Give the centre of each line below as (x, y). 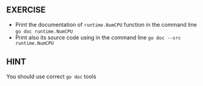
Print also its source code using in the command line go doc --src (98, 37)
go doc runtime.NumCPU (44, 31)
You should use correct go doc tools (51, 76)
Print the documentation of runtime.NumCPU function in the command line (106, 24)
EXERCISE (26, 10)
